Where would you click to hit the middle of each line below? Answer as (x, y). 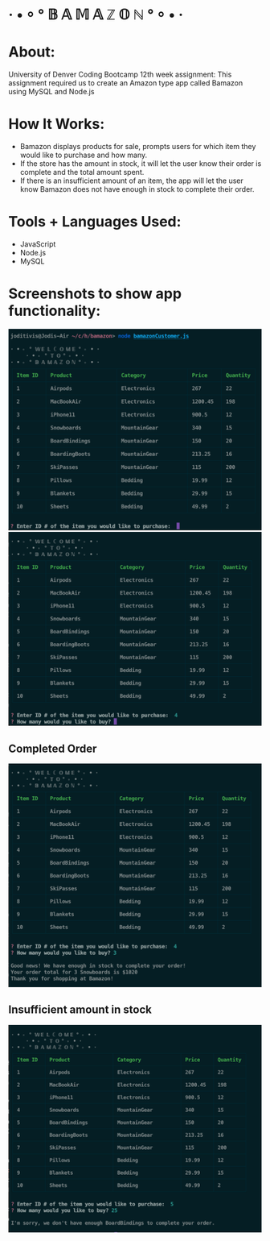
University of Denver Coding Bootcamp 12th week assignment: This (120, 75)
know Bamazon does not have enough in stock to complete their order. (137, 189)
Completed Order (53, 748)
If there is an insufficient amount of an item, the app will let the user (131, 181)
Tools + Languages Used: (95, 222)
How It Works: (57, 124)
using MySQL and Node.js (51, 92)
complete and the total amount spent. (82, 172)
